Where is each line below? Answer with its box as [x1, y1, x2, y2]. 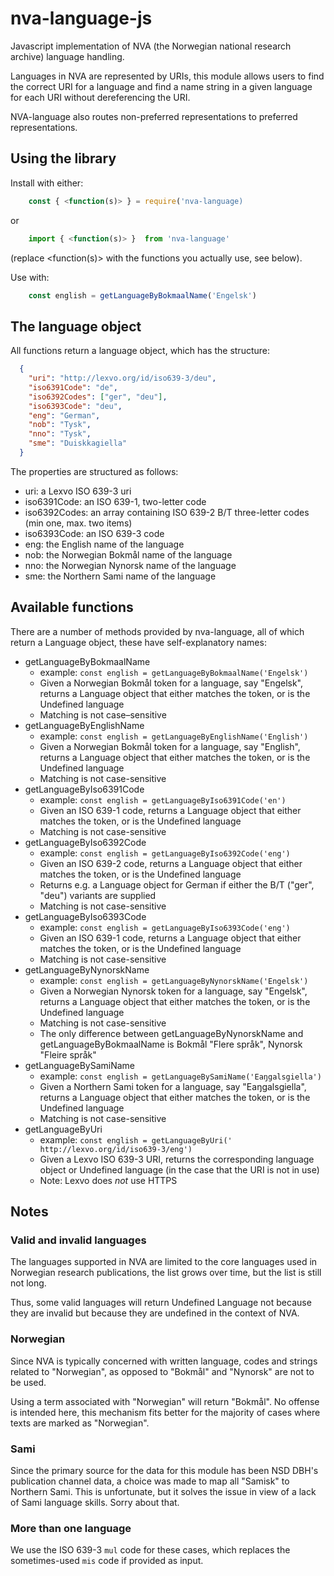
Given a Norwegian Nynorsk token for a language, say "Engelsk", [39, 985, 308, 997]
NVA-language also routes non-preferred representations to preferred [10, 110, 298, 122]
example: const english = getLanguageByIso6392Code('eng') [39, 847, 291, 859]
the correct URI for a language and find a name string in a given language [10, 80, 313, 92]
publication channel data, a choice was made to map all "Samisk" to [10, 1475, 290, 1487]
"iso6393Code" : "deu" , [28, 401, 123, 411]
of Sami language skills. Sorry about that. [10, 1497, 180, 1509]
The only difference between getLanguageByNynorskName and [39, 1027, 304, 1039]
